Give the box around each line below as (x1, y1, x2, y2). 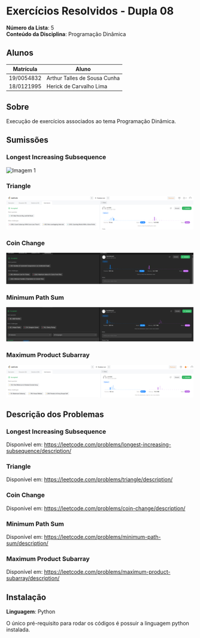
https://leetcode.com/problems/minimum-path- (44, 533, 161, 541)
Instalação (6, 592, 47, 602)
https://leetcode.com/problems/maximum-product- (44, 568, 171, 576)
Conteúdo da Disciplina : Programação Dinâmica (6, 30, 126, 37)
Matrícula (13, 65, 38, 73)
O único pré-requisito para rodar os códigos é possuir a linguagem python (6, 620, 190, 627)
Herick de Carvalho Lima (46, 82, 108, 90)
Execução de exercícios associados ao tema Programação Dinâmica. (6, 118, 177, 125)
